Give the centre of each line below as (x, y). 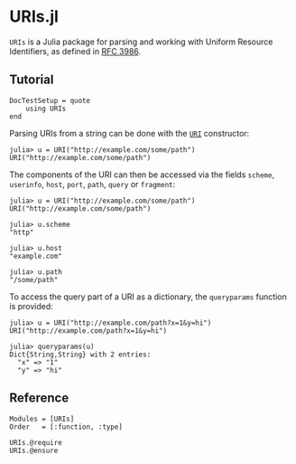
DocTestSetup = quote (50, 100)
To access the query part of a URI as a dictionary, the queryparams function (148, 297)
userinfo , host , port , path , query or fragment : (92, 184)
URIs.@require (36, 442)
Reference (39, 398)
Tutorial (32, 80)
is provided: (32, 306)
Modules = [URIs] (42, 419)
